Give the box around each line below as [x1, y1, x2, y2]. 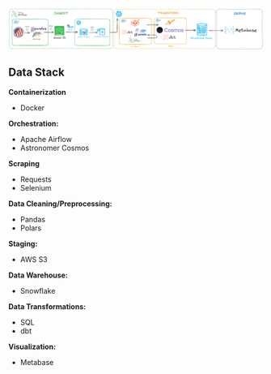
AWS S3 [19, 254, 49, 264]
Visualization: [8, 342, 57, 351]
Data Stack [8, 66, 65, 80]
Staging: [8, 239, 38, 248]
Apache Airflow [19, 134, 73, 144]
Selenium [19, 183, 52, 192]
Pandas [19, 214, 46, 224]
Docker [19, 102, 45, 113]
